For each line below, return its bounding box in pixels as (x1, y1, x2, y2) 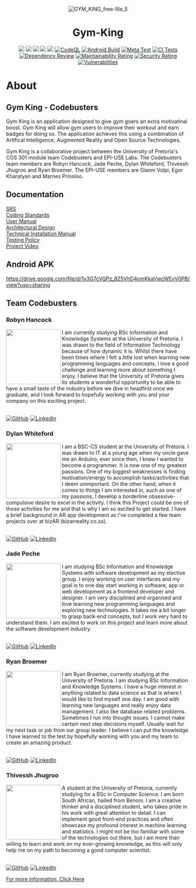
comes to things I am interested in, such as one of (62, 486, 182, 493)
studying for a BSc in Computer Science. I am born (62, 791, 184, 798)
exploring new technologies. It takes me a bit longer (62, 606, 187, 613)
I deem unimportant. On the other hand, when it (62, 480, 176, 487)
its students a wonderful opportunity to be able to (62, 379, 181, 386)
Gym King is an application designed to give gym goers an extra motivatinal (6, 118, 188, 125)
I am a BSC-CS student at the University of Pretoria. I (62, 443, 190, 450)
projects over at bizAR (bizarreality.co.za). (6, 517, 107, 524)
